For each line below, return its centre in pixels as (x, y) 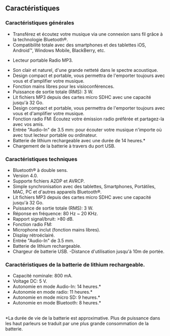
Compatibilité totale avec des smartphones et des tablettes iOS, (79, 45)
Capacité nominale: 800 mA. (42, 276)
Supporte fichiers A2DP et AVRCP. (49, 181)
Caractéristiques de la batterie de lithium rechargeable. (75, 265)
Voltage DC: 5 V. (30, 281)
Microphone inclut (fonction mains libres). (56, 229)
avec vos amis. (28, 124)
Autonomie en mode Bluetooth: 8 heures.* (57, 303)
